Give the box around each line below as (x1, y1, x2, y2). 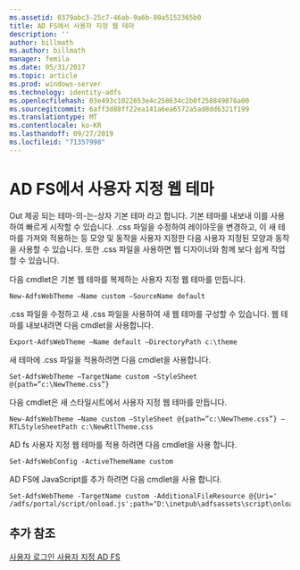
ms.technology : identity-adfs (9, 88, 122, 96)
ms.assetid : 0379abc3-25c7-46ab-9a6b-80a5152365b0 (9, 13, 202, 22)
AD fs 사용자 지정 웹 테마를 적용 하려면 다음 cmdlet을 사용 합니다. (9, 439, 237, 449)
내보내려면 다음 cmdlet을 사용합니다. (25, 319, 154, 331)
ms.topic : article (9, 71, 78, 80)
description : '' (9, 29, 70, 38)
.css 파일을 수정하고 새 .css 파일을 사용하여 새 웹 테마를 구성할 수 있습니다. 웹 (9, 308, 279, 319)
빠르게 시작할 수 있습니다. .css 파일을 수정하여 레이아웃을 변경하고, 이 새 (25, 221, 277, 232)
